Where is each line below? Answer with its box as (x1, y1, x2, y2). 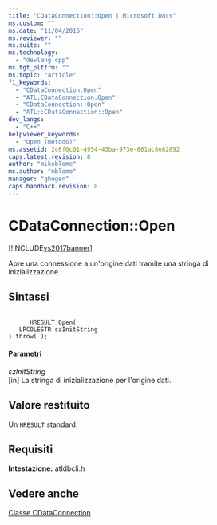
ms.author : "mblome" (8, 168, 77, 176)
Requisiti (8, 442, 53, 456)
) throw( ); (8, 332, 48, 340)
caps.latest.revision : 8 (8, 152, 91, 160)
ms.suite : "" (8, 41, 52, 49)
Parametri (8, 349, 42, 359)
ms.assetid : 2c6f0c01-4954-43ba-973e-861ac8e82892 (8, 145, 180, 153)
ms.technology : (8, 49, 59, 57)
